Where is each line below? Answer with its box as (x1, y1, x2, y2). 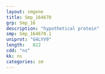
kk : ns (6, 53, 23, 59)
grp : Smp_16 (6, 20, 36, 26)
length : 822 (6, 42, 42, 48)
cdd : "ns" (6, 48, 31, 54)
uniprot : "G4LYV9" (6, 36, 52, 42)
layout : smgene (6, 8, 44, 15)
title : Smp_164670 (6, 14, 52, 20)
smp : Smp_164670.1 (6, 31, 52, 37)
